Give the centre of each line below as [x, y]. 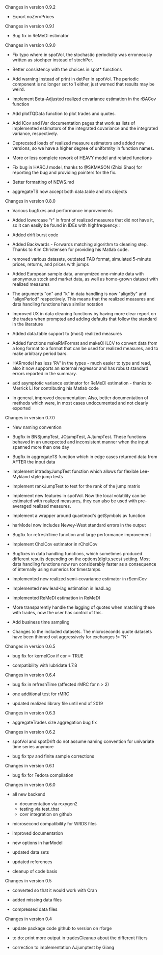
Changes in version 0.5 [28, 881]
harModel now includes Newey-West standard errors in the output [79, 525]
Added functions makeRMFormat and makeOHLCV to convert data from [85, 343]
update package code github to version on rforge [62, 928]
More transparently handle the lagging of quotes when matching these [83, 607]
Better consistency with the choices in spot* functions [67, 69]
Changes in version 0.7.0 [30, 418]
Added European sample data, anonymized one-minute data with [78, 274]
